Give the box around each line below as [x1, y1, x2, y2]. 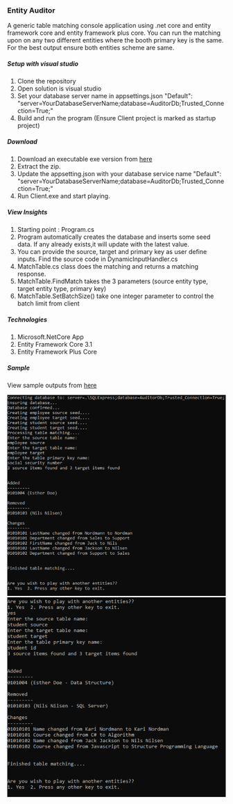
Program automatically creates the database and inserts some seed [17, 232, 211, 242]
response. [17, 270, 46, 278]
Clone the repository [17, 77, 76, 86]
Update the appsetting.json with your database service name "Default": [17, 170, 222, 178]
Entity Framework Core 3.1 [17, 340, 92, 349]
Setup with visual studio [7, 59, 78, 68]
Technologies [7, 315, 47, 324]
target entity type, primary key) [17, 285, 107, 293]
